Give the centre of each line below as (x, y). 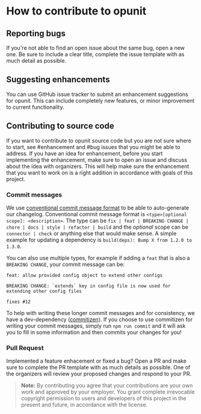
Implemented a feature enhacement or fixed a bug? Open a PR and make (96, 361)
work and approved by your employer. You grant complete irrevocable (108, 392)
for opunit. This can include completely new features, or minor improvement (100, 100)
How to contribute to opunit (76, 11)
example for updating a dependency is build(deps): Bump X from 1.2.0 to (99, 240)
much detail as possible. (36, 61)
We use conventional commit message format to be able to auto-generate (98, 208)
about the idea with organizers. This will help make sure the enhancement (98, 166)
